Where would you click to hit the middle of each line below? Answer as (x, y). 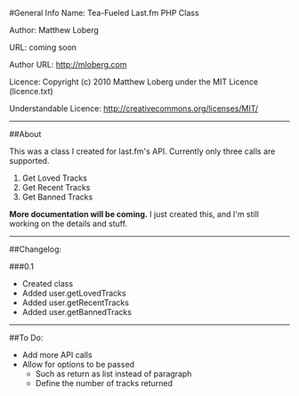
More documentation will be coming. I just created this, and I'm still (134, 214)
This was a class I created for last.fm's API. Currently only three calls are (142, 151)
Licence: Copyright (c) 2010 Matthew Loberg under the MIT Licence (134, 82)
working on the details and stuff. (68, 223)
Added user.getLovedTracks (74, 293)
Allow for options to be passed (78, 364)
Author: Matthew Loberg (54, 30)
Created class (48, 283)
